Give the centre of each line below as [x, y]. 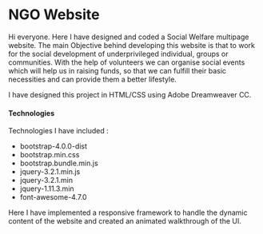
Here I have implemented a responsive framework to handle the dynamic [128, 212]
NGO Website [54, 15]
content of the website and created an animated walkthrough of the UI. [125, 221]
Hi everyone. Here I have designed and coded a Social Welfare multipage [129, 37]
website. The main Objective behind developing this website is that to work [132, 45]
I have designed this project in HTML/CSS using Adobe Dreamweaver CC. [130, 94]
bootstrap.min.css [50, 155]
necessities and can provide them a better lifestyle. [93, 79]
